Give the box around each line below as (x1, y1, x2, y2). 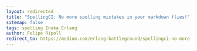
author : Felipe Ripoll (6, 30, 62, 36)
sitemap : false (6, 19, 43, 25)
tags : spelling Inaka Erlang (6, 25, 77, 31)
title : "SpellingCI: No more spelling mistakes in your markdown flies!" (6, 14, 191, 20)
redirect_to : (6, 36, 38, 42)
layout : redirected (6, 8, 54, 15)
